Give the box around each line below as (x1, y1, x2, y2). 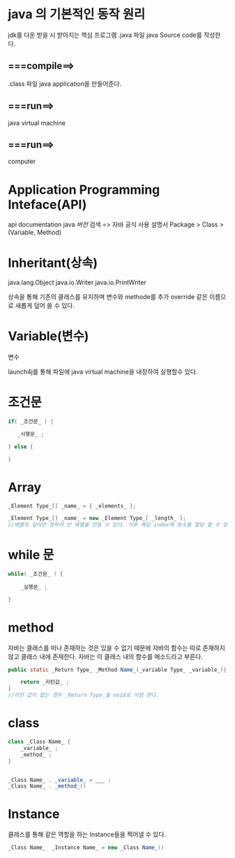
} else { (8, 443, 33, 450)
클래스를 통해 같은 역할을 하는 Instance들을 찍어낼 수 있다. (8, 830, 167, 838)
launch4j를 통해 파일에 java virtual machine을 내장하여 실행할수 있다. (8, 367, 198, 376)
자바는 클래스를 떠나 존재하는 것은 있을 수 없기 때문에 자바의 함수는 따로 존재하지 (8, 643, 226, 652)
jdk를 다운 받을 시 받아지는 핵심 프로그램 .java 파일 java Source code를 (8, 31, 203, 39)
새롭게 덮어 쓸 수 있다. (15, 301, 75, 310)
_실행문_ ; (20, 583, 48, 590)
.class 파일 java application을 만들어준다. (8, 79, 122, 88)
